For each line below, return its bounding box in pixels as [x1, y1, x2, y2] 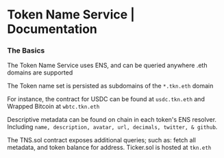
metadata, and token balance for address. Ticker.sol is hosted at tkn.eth [7, 144, 212, 152]
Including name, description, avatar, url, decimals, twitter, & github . [7, 123, 218, 131]
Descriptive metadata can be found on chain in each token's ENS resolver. [7, 116, 217, 124]
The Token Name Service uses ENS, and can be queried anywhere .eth [7, 62, 208, 70]
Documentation [7, 21, 98, 37]
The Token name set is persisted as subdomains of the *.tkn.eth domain [7, 82, 214, 90]
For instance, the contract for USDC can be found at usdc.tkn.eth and [7, 95, 206, 103]
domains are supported [7, 68, 73, 77]
